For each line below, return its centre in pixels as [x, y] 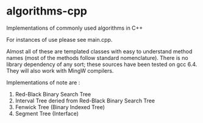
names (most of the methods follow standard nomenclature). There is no [97, 58]
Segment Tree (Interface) [47, 113]
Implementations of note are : [43, 82]
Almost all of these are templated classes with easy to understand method [99, 51]
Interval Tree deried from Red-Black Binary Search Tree [85, 101]
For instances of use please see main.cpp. [59, 39]
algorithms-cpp [47, 11]
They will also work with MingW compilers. [60, 70]
